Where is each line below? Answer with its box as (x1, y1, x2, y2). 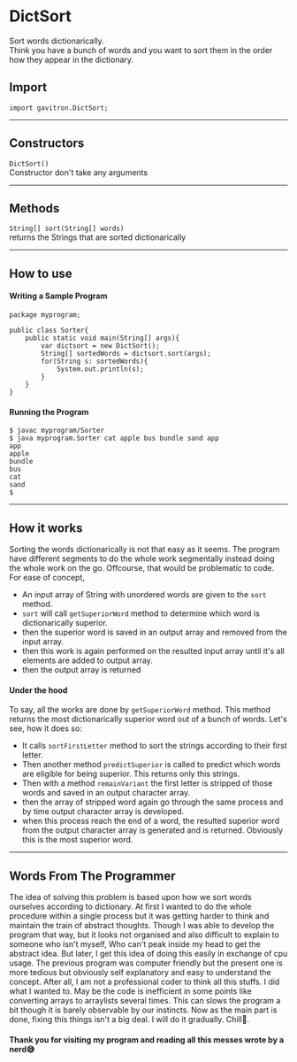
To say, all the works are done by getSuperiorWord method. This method (9, 704, 271, 715)
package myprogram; (9, 310, 81, 319)
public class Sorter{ (9, 326, 89, 335)
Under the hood (9, 684, 68, 696)
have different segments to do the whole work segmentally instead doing (9, 553, 276, 564)
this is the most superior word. (21, 835, 133, 845)
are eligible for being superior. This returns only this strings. (21, 768, 240, 780)
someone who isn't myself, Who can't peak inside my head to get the (9, 939, 261, 949)
